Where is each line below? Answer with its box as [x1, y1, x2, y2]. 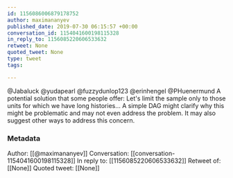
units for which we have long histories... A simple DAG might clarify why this [7, 101, 225, 109]
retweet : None [7, 42, 49, 49]
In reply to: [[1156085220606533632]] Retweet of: [77, 157, 221, 165]
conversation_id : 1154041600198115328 [7, 29, 119, 37]
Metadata [7, 133, 40, 143]
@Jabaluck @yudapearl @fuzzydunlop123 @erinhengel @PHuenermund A [7, 87, 221, 95]
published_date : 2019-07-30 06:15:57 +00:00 [7, 23, 138, 30]
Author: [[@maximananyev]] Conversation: [7, 149, 130, 157]
